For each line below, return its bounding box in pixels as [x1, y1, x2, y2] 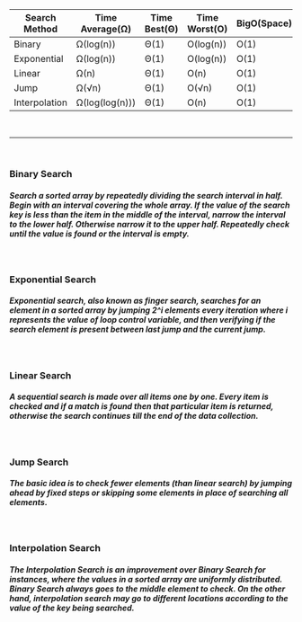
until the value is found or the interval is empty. [9, 228, 191, 239]
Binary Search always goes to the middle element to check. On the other [9, 583, 286, 594]
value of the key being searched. [9, 602, 135, 614]
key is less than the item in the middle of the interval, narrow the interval [9, 209, 286, 219]
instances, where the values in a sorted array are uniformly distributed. [9, 574, 283, 585]
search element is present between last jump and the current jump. [9, 324, 267, 335]
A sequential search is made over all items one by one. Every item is [9, 391, 270, 403]
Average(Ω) [80, 22, 132, 35]
